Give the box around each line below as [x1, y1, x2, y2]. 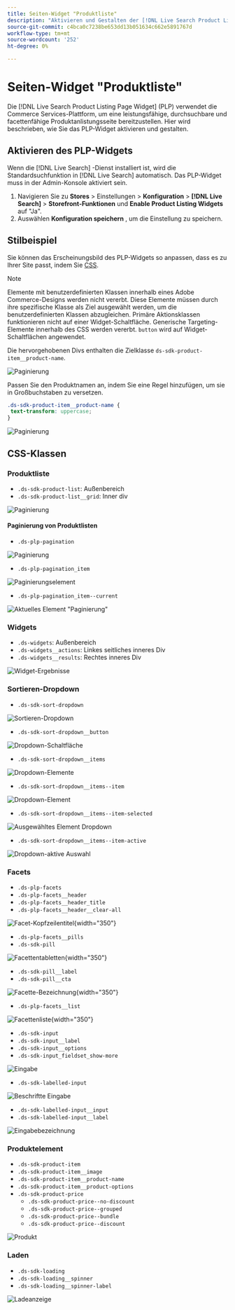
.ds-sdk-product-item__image [17, 1168, 103, 1175]
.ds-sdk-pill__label [17, 968, 78, 975]
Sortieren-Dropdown [7, 684, 80, 694]
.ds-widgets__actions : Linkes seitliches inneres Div [17, 646, 166, 654]
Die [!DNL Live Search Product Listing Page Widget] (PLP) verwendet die [7, 102, 218, 111]
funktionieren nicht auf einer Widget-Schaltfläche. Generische [7, 317, 187, 326]
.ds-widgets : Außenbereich [17, 638, 97, 647]
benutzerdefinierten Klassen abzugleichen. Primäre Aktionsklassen [7, 310, 201, 319]
